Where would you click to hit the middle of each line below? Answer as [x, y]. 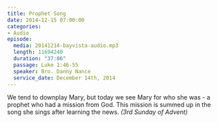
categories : [24, 26]
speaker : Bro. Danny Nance [52, 71]
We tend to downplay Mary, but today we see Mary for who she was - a [109, 97]
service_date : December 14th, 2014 [65, 78]
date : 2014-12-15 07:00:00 [46, 20]
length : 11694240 [38, 53]
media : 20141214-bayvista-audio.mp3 [66, 46]
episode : [20, 39]
